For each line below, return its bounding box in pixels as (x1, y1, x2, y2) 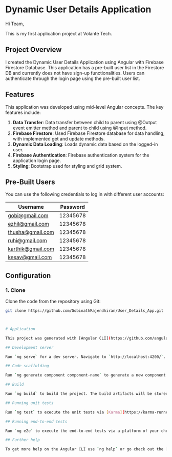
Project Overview (5, 45, 62, 54)
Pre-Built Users (5, 177, 55, 186)
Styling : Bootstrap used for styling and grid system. (12, 163, 122, 169)
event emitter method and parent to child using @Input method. (12, 125, 147, 131)
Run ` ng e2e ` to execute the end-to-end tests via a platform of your (5, 428, 159, 433)
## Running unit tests (5, 400, 54, 406)
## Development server (5, 345, 54, 350)
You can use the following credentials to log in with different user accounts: (5, 191, 165, 197)
